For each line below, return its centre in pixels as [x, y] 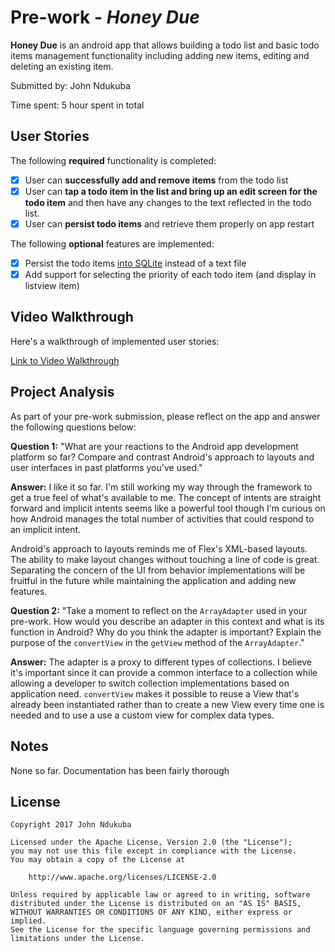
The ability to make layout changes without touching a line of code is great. [165, 559]
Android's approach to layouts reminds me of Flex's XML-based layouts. [159, 548]
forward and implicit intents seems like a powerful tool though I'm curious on [168, 508]
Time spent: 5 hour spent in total [77, 105]
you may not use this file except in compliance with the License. [154, 851]
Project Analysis [62, 392]
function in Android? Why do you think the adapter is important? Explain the [166, 632]
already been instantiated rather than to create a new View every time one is [167, 704]
